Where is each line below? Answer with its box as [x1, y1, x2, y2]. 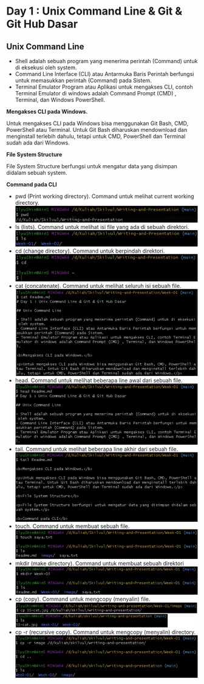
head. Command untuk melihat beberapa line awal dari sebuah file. [15, 377, 183, 384]
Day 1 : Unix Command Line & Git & [6, 4, 183, 18]
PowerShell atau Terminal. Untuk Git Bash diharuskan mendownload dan [6, 126, 188, 133]
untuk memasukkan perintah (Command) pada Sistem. [15, 77, 152, 84]
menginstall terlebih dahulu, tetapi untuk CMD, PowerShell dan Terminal [6, 132, 186, 140]
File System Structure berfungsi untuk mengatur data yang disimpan [6, 163, 177, 169]
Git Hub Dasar [6, 17, 78, 31]
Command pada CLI [6, 181, 58, 188]
